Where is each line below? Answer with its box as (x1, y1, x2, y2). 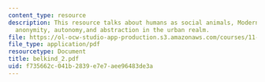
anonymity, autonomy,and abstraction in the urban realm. (15, 26, 211, 34)
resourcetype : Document (8, 48, 87, 55)
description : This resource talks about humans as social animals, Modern (8, 19, 259, 27)
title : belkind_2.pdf (8, 55, 80, 63)
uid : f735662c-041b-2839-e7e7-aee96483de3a (8, 62, 154, 70)
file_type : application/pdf (8, 41, 101, 48)
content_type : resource (8, 11, 87, 20)
